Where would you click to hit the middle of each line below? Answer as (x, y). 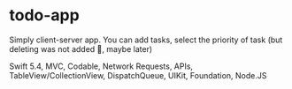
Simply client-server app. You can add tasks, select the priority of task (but (146, 40)
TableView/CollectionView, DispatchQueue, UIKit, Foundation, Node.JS (138, 75)
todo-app (44, 15)
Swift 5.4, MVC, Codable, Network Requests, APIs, (101, 66)
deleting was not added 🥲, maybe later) (81, 48)
